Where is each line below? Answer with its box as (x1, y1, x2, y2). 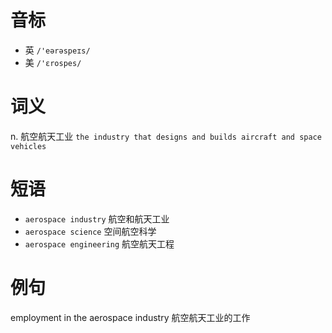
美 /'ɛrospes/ (24, 56, 82, 68)
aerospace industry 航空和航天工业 (24, 212, 170, 225)
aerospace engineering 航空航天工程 (24, 237, 175, 250)
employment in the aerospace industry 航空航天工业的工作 (10, 311, 251, 323)
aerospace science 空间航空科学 (24, 225, 157, 237)
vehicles (10, 141, 47, 151)
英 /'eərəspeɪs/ (24, 44, 91, 56)
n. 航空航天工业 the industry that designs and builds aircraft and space (10, 130, 322, 142)
